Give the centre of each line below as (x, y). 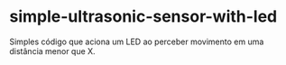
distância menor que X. (53, 51)
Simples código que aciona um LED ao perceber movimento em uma (137, 42)
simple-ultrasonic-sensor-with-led (143, 17)
